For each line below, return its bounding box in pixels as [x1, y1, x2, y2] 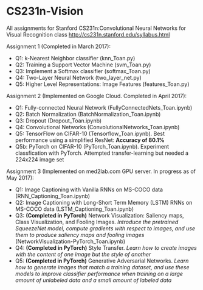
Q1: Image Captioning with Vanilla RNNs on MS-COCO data [15, 186, 163, 193]
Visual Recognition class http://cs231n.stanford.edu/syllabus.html [6, 30, 170, 38]
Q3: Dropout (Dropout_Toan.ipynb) [15, 117, 102, 124]
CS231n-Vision [6, 4, 84, 18]
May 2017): [6, 174, 35, 181]
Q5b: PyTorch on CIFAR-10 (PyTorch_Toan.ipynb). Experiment [15, 143, 169, 150]
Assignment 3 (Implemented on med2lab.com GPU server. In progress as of [6, 168, 196, 175]
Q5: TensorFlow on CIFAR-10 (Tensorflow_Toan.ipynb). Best [15, 130, 165, 137]
